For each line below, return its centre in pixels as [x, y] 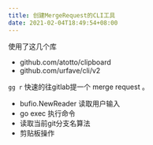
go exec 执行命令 [47, 113]
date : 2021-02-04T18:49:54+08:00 [63, 23]
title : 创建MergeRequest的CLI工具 [62, 15]
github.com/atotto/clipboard [65, 62]
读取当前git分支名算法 [55, 123]
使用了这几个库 [32, 46]
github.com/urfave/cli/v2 [60, 70]
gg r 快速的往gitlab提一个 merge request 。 [79, 87]
